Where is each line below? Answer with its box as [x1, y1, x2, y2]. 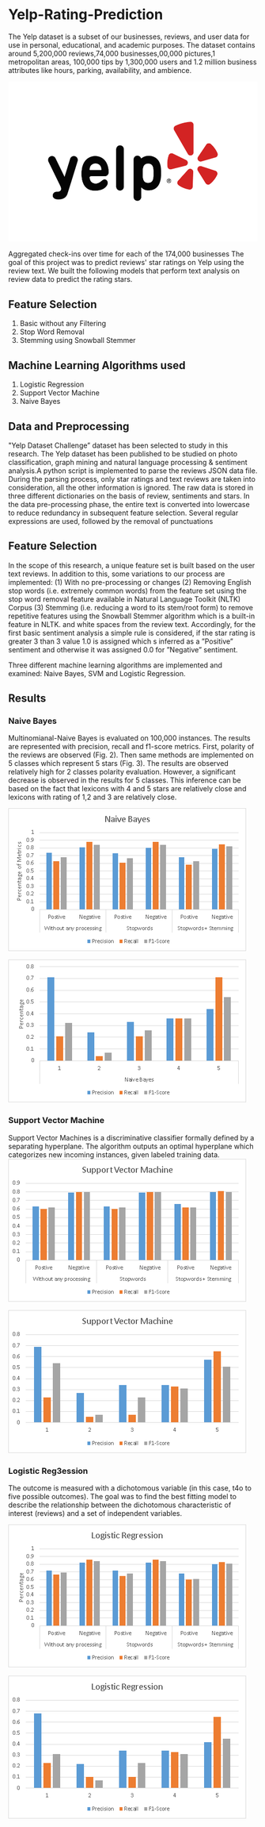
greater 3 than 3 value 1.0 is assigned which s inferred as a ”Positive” [8, 637, 233, 646]
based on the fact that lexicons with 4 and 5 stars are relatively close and [8, 784, 247, 794]
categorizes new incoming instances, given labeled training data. [8, 1149, 220, 1160]
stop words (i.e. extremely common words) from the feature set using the [8, 586, 247, 595]
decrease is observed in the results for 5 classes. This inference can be [8, 775, 241, 785]
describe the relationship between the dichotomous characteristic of [8, 1500, 232, 1510]
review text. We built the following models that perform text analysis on [8, 266, 240, 275]
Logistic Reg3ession [8, 1465, 89, 1476]
